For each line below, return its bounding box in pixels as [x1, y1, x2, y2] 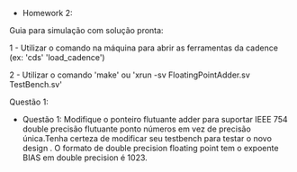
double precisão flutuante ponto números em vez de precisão [22, 123, 252, 134]
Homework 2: [22, 8, 74, 18]
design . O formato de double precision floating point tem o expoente [22, 143, 279, 153]
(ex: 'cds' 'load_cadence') [9, 52, 105, 62]
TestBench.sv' [9, 79, 63, 89]
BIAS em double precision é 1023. [22, 152, 148, 163]
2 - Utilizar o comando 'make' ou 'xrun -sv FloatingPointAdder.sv [9, 69, 250, 80]
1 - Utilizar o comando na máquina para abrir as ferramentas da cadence [9, 42, 279, 53]
